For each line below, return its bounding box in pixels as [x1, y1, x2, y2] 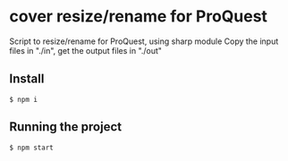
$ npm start [9, 143, 54, 152]
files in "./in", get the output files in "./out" [9, 45, 163, 55]
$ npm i [9, 95, 38, 104]
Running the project [9, 119, 123, 135]
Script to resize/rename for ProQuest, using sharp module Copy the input [9, 36, 279, 47]
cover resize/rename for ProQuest [9, 6, 268, 27]
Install [9, 72, 45, 87]
